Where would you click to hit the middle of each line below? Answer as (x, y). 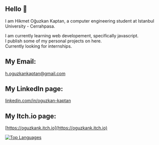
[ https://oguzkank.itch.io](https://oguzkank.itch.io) (56, 128)
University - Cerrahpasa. (30, 26)
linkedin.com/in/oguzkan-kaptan (38, 101)
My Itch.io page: (31, 116)
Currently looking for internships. (39, 46)
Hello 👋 (16, 9)
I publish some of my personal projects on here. (53, 41)
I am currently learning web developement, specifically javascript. (72, 35)
